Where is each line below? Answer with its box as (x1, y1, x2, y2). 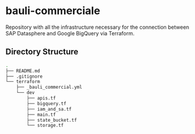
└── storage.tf (27, 122, 64, 129)
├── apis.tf (27, 95, 57, 101)
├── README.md (5, 68, 41, 74)
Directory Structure (5, 47, 79, 57)
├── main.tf (27, 112, 57, 118)
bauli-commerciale (5, 4, 101, 18)
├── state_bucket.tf (27, 117, 77, 123)
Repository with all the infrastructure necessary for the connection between (5, 24, 190, 31)
